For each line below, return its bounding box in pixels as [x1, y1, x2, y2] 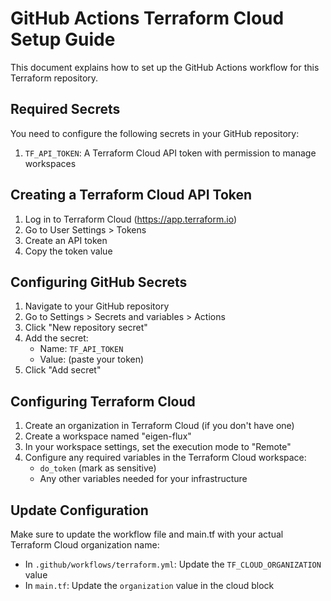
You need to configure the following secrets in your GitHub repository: [10, 127, 300, 139]
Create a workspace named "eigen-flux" [24, 430, 192, 442]
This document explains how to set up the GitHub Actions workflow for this [10, 61, 320, 73]
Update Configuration [10, 502, 149, 519]
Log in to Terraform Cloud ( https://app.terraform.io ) [24, 213, 237, 225]
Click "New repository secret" [24, 322, 148, 334]
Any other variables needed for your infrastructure [39, 473, 248, 485]
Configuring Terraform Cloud [10, 393, 196, 410]
